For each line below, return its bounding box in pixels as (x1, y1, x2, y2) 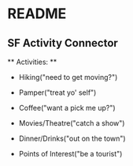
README (7, 5, 67, 23)
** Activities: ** (7, 57, 57, 66)
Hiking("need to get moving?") (18, 73, 118, 81)
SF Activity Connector (7, 36, 119, 50)
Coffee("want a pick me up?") (18, 104, 116, 112)
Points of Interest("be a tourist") (18, 149, 123, 158)
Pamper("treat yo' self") (18, 88, 97, 97)
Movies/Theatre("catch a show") (18, 119, 125, 127)
